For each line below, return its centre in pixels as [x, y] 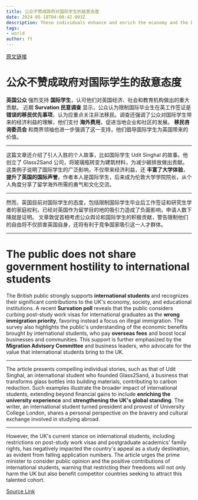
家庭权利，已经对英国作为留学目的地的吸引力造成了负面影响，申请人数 [101, 209]
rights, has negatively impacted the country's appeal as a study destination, [98, 448]
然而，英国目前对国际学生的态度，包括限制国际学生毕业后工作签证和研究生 [96, 202]
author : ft [19, 39]
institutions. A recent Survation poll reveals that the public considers [90, 308]
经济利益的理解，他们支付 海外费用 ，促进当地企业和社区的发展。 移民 [100, 122]
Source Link [21, 491]
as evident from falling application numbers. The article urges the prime [93, 455]
